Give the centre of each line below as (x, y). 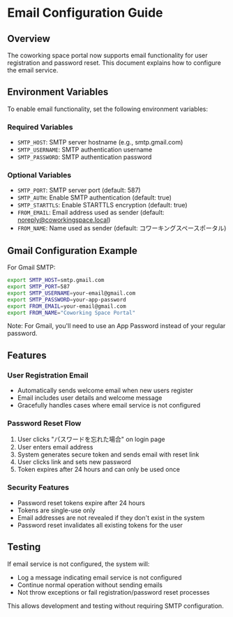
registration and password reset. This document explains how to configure (114, 63)
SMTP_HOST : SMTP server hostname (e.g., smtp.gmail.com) (100, 142)
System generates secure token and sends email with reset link (108, 454)
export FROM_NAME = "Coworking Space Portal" (72, 313)
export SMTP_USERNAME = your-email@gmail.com (72, 293)
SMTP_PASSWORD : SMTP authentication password (84, 157)
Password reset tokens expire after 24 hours (81, 503)
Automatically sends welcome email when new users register (105, 391)
